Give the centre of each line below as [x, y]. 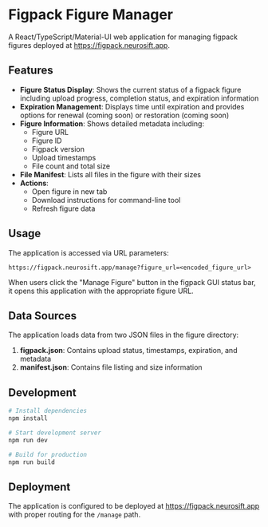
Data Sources [43, 316]
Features [31, 71]
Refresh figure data [63, 208]
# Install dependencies [48, 411]
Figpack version [58, 149]
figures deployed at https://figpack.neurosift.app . [89, 45]
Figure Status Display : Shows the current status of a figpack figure [130, 89]
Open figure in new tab [69, 191]
